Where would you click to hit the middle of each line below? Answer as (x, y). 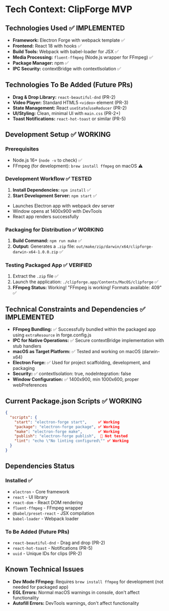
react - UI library (30, 497)
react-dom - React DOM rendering (48, 502)
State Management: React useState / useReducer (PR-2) (70, 108)
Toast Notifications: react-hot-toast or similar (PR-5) (69, 119)
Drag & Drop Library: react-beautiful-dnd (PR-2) (64, 97)
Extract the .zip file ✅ (35, 276)
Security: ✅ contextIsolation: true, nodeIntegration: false (72, 374)
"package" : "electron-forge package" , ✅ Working (67, 427)
